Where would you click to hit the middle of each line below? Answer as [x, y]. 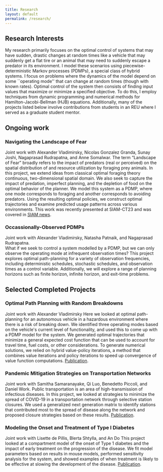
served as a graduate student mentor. [43, 112]
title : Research [21, 10]
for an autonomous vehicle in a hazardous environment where [86, 319]
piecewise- [134, 66]
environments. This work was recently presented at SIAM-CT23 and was [78, 209]
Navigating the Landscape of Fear [46, 142]
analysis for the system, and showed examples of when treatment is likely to [82, 459]
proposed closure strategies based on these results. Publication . [70, 415]
